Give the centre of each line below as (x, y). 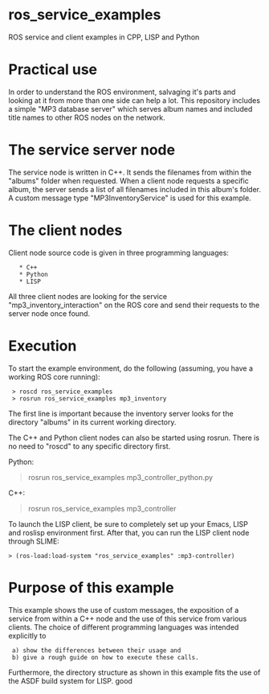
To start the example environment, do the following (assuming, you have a (131, 368)
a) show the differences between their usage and (96, 650)
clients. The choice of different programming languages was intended (124, 627)
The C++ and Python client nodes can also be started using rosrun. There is (134, 437)
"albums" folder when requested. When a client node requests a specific (128, 181)
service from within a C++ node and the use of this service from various (128, 618)
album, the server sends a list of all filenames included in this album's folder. (134, 189)
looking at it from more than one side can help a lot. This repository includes (134, 100)
